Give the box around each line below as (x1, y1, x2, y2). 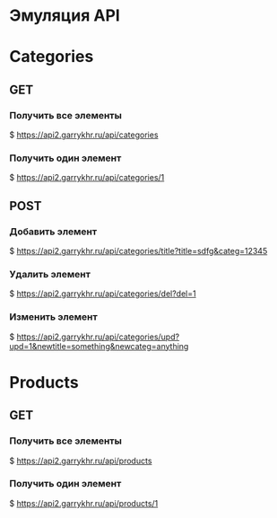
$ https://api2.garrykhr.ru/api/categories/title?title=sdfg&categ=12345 (9, 246, 268, 257)
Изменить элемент (9, 311, 99, 323)
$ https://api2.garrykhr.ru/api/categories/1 (9, 172, 165, 183)
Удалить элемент (9, 268, 91, 280)
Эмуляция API (9, 5, 121, 26)
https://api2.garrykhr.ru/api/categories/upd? (16, 331, 180, 342)
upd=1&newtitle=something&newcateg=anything (9, 340, 189, 351)
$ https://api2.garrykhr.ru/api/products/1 (9, 497, 159, 508)
